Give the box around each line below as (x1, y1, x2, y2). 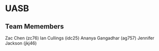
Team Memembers (5, 22, 64, 31)
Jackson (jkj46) (5, 40, 37, 46)
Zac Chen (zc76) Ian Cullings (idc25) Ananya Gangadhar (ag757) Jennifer (5, 35, 155, 41)
